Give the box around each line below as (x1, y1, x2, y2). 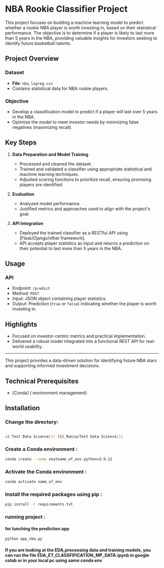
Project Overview (5, 55, 59, 63)
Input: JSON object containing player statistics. (12, 295, 107, 301)
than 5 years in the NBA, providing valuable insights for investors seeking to (5, 35, 158, 41)
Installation (5, 404, 40, 412)
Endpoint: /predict (12, 285, 50, 291)
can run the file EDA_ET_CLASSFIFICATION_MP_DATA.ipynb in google (5, 552, 150, 558)
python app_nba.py (5, 536, 42, 542)
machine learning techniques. (19, 171, 80, 177)
